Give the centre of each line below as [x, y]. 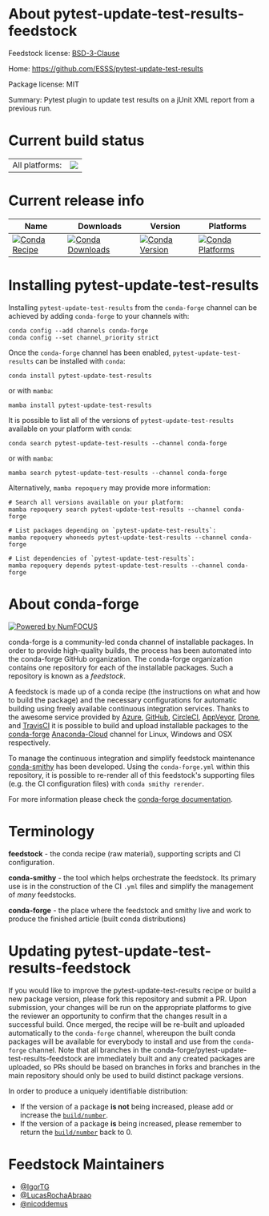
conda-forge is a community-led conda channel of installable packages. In [131, 642]
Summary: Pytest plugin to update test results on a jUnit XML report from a [131, 99]
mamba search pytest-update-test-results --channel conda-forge [118, 473]
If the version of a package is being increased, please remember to [130, 1123]
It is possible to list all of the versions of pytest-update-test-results [121, 420]
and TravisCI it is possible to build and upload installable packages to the [128, 725]
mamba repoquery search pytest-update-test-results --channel [114, 509]
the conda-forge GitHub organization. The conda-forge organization [121, 658]
